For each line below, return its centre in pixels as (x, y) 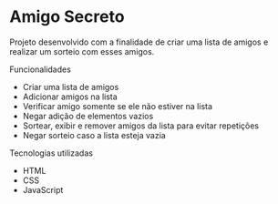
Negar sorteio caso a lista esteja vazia (94, 135)
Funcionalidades (40, 69)
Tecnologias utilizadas (51, 153)
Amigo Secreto (67, 17)
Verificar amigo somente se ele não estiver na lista (117, 106)
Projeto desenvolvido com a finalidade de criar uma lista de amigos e (139, 42)
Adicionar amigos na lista (70, 97)
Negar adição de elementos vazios (88, 116)
